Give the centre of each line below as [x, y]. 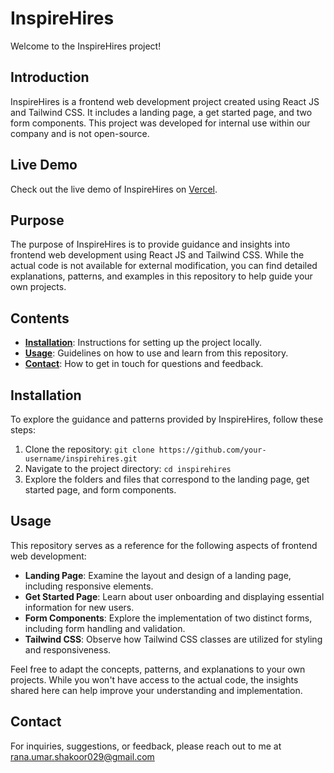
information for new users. [79, 607]
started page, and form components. [100, 490]
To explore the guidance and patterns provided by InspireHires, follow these [167, 419]
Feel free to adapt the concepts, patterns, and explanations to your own [158, 669]
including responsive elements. [89, 586]
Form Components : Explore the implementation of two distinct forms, [168, 618]
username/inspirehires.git [81, 459]
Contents [40, 318]
